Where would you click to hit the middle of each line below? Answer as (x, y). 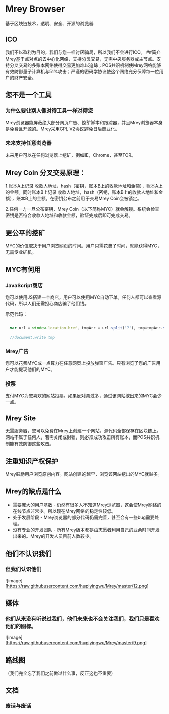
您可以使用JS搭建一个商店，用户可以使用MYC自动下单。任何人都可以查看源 (83, 297)
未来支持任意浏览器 (28, 143)
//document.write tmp (32, 337)
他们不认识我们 (28, 554)
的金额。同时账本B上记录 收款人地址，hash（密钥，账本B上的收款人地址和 (82, 192)
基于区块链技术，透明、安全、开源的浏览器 (49, 23)
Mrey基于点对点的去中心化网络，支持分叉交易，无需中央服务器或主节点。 (81, 59)
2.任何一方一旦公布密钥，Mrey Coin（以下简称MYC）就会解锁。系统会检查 (82, 209)
